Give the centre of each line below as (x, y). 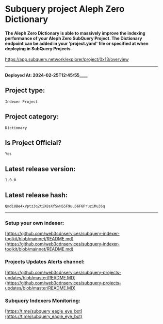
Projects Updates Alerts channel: (45, 262)
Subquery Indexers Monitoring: (43, 301)
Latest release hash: (36, 195)
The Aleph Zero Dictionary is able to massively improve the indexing (75, 33)
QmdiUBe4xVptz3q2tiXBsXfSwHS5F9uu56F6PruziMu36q (55, 206)
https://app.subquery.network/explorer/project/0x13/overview (67, 59)
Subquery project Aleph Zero (65, 9)
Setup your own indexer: (35, 223)
